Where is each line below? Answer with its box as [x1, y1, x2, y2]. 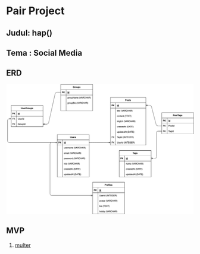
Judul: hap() [6, 28, 52, 38]
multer [14, 242, 31, 249]
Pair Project [6, 4, 65, 18]
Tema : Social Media [6, 47, 82, 58]
